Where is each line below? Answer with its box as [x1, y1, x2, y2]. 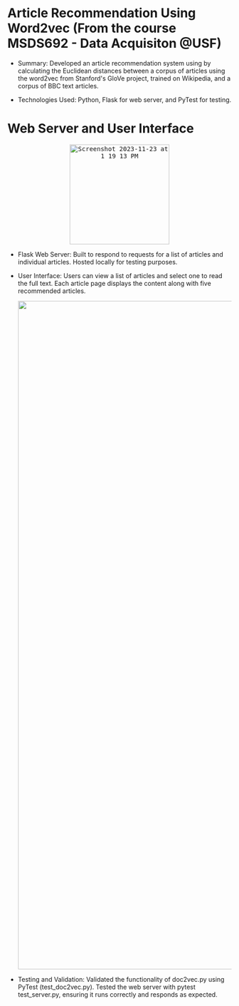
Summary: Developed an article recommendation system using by [17, 58, 211, 67]
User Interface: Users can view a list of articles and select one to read [17, 271, 223, 279]
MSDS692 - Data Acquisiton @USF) [7, 36, 222, 51]
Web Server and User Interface [7, 120, 194, 137]
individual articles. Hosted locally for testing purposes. [17, 257, 178, 266]
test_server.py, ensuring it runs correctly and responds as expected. [17, 990, 218, 999]
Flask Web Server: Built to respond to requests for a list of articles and [17, 250, 224, 258]
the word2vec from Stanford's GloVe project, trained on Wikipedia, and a [17, 73, 231, 83]
